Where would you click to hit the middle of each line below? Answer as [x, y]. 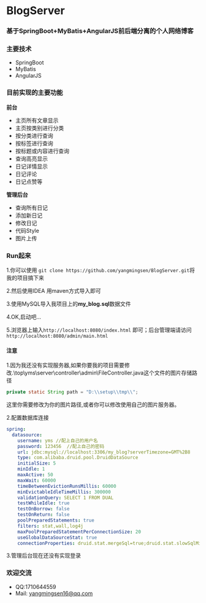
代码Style [27, 230]
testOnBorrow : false [44, 509]
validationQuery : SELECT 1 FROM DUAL [66, 498]
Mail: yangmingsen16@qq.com [54, 593]
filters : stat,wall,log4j [51, 526]
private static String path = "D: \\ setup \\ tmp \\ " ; [72, 392]
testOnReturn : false [44, 515]
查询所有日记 [31, 207]
